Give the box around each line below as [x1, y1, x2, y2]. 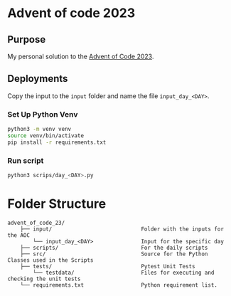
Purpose [7, 33, 46, 46]
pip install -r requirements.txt [7, 139, 107, 146]
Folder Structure [7, 196, 107, 212]
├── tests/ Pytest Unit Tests [20, 263, 195, 270]
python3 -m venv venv [7, 126, 72, 133]
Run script [7, 155, 44, 165]
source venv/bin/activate [7, 132, 84, 139]
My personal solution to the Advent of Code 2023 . [7, 52, 154, 60]
